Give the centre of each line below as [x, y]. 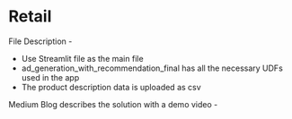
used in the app [50, 77]
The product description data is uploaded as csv [111, 87]
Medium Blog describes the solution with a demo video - [113, 104]
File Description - [40, 41]
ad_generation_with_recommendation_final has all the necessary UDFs [152, 68]
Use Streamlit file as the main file [83, 58]
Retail [30, 17]
